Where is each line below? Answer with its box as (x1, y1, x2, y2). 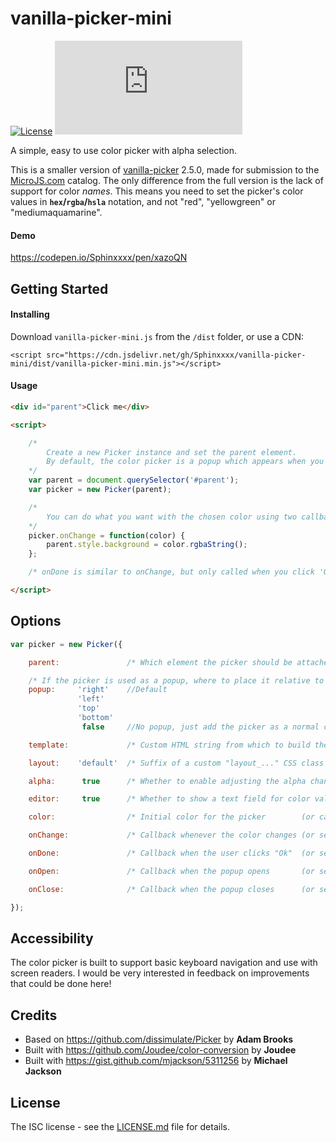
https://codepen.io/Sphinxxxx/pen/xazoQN (10, 252, 188, 264)
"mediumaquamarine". (10, 206, 103, 218)
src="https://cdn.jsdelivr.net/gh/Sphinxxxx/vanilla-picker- (46, 350, 307, 360)
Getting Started (10, 280, 109, 297)
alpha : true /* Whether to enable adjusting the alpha (28, 776, 307, 786)
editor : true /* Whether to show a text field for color (28, 794, 311, 804)
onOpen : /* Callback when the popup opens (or (28, 866, 315, 876)
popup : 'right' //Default (28, 685, 168, 695)
